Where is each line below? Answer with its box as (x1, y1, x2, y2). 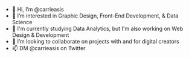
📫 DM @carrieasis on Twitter (11, 45, 86, 51)
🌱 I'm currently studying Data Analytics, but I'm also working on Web (11, 25, 184, 32)
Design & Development (11, 31, 69, 39)
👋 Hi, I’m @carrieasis (11, 6, 65, 13)
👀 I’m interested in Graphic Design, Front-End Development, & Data (11, 12, 179, 19)
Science (11, 19, 33, 25)
